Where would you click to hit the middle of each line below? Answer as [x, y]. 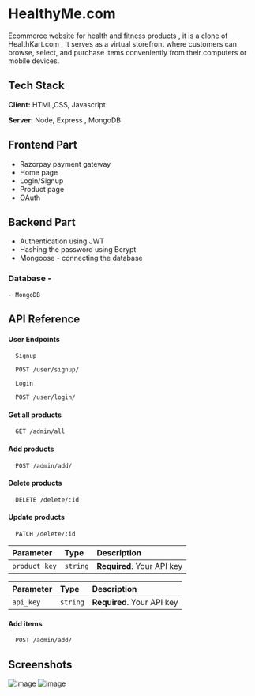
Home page [39, 172]
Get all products [35, 415]
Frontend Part [43, 145]
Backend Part [42, 222]
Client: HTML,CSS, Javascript [57, 104]
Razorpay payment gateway [65, 164]
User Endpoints [34, 339]
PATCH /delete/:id [46, 534]
